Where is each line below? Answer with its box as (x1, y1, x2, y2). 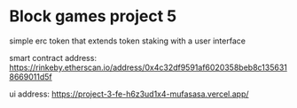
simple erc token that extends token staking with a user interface (9, 35, 246, 46)
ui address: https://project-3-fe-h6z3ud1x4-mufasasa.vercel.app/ (9, 89, 250, 99)
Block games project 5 (9, 6, 177, 27)
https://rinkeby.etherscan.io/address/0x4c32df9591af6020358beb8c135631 (9, 62, 288, 73)
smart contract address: (9, 52, 98, 63)
